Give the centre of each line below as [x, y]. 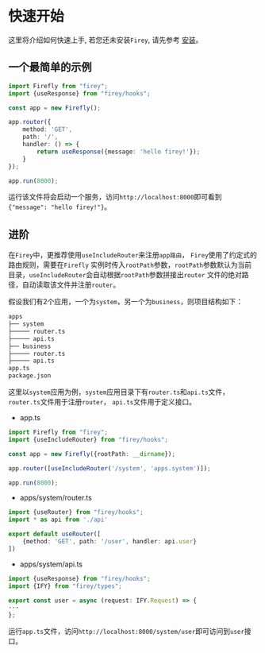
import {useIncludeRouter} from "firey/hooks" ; [88, 439]
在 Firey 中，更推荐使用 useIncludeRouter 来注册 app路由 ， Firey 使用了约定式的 [133, 255]
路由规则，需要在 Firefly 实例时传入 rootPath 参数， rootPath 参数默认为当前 [130, 265]
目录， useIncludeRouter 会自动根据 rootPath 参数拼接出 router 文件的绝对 [125, 275]
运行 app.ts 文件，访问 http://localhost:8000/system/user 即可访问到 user [126, 632]
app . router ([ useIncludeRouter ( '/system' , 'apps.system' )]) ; [110, 468]
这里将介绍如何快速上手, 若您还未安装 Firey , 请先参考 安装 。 [106, 40]
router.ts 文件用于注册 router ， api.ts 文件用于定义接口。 [102, 402]
